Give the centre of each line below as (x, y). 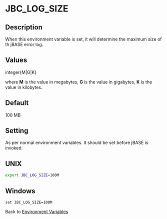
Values (16, 60)
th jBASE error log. (24, 44)
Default (17, 103)
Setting (17, 131)
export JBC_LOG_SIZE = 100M (32, 175)
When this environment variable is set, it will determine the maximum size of (83, 39)
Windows (20, 191)
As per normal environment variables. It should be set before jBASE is (77, 142)
